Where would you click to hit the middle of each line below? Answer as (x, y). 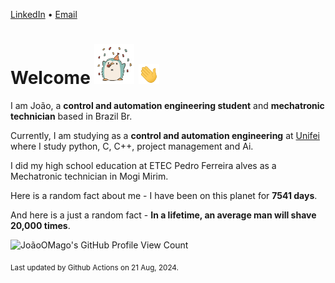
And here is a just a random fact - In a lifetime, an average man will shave (163, 215)
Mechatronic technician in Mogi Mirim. (89, 176)
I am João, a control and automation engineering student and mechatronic (167, 105)
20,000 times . (40, 225)
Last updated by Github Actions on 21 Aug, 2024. (94, 267)
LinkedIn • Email (44, 14)
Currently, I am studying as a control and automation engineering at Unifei (165, 135)
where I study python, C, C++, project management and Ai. (132, 146)
